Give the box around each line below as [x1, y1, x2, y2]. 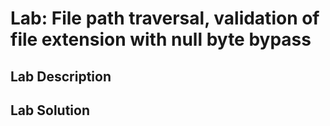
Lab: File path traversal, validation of [10, 7, 320, 30]
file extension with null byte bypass [10, 28, 312, 51]
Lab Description [10, 68, 112, 85]
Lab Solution [10, 102, 91, 119]
